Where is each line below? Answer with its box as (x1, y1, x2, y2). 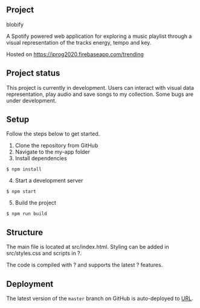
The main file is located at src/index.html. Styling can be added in (6, 244, 169, 251)
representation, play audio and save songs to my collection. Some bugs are (6, 90, 194, 98)
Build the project (15, 199, 56, 207)
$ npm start (6, 189, 36, 195)
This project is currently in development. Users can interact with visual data (6, 84, 195, 91)
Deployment (6, 278, 54, 289)
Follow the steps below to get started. (6, 130, 100, 137)
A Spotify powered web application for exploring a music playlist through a (6, 33, 192, 40)
